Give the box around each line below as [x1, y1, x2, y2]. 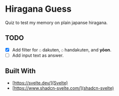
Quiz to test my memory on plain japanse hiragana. [5, 20, 108, 25]
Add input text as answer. [12, 52, 64, 58]
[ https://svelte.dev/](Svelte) [12, 80, 68, 86]
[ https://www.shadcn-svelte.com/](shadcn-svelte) [12, 85, 114, 91]
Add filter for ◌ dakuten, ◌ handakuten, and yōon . [12, 47, 112, 52]
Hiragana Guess [5, 3, 72, 15]
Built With [5, 67, 36, 75]
